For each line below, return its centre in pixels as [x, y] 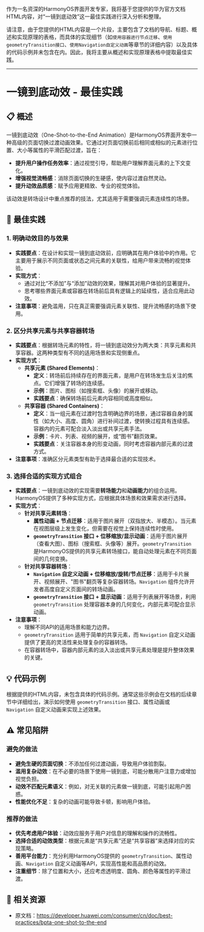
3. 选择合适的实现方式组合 [44, 476]
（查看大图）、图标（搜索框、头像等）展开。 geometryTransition [112, 544]
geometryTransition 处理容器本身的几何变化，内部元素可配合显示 [114, 604]
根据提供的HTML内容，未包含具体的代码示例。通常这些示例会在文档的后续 [99, 695]
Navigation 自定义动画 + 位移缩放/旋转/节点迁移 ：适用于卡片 [108, 574]
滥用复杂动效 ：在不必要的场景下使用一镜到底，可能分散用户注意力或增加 [105, 771]
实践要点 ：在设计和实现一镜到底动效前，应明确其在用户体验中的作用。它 [105, 253]
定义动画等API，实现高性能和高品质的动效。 [115, 863]
